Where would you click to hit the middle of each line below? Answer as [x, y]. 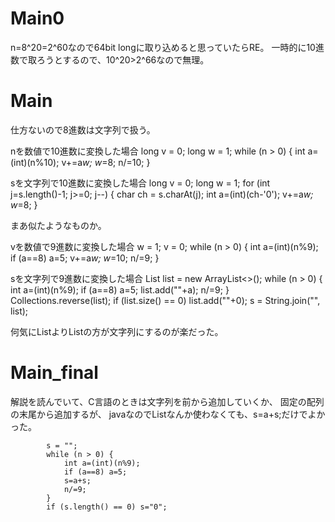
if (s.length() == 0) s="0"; [107, 507]
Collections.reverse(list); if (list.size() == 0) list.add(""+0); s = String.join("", [165, 300]
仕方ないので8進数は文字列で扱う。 [83, 129]
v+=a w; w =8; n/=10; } [106, 162]
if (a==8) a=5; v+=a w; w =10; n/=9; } [85, 258]
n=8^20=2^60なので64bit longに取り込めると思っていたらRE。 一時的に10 [163, 47]
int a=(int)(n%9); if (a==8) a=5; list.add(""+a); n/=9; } [120, 289]
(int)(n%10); [35, 162]
